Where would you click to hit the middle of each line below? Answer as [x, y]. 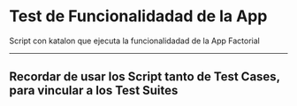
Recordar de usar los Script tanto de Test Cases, [145, 77]
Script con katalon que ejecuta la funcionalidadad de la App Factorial [135, 41]
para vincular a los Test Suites [94, 91]
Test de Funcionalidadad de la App [138, 16]
